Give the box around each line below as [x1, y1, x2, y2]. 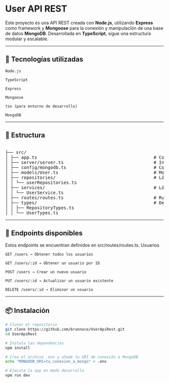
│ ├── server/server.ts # [5, 159, 157, 165]
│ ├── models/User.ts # [5, 169, 157, 175]
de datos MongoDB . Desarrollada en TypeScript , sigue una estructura [5, 30, 151, 36]
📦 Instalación [5, 306, 50, 315]
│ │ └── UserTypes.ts [5, 210, 59, 216]
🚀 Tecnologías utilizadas [5, 55, 83, 63]
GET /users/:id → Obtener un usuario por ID [5, 261, 100, 266]
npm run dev [5, 373, 30, 378]
